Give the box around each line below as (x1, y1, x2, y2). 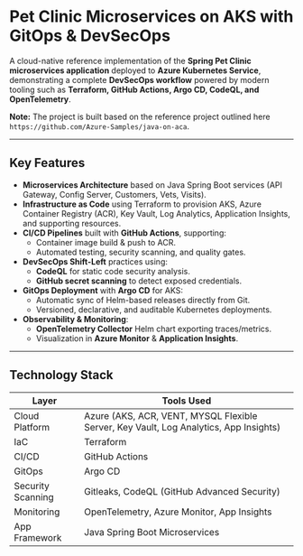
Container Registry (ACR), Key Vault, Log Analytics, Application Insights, (22, 208, 291, 218)
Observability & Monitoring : (22, 313, 129, 324)
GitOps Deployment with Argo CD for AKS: (22, 284, 183, 295)
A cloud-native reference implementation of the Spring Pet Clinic (9, 55, 252, 66)
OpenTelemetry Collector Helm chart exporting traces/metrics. (35, 323, 272, 334)
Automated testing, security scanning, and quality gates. (35, 246, 246, 257)
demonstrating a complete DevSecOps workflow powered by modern (9, 74, 270, 85)
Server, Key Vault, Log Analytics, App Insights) (84, 421, 281, 433)
